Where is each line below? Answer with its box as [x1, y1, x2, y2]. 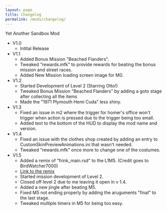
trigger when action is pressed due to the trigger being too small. [20, 115, 154, 121]
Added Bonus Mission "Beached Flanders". [20, 56, 109, 62]
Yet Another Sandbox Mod [5, 31, 60, 37]
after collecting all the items [20, 93, 78, 99]
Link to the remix [20, 168, 55, 174]
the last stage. [20, 195, 50, 201]
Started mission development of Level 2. [20, 174, 104, 180]
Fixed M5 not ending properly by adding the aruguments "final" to [20, 189, 156, 196]
